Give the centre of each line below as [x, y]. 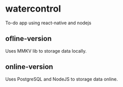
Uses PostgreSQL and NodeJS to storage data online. [62, 79]
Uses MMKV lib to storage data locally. [46, 51]
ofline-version [29, 39]
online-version [29, 67]
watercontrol [33, 9]
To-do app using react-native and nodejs [48, 23]
